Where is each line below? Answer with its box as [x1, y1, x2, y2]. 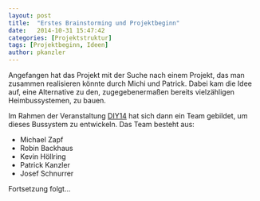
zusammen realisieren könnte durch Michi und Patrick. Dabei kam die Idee [8, 79, 253, 88]
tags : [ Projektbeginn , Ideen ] [8, 41, 109, 49]
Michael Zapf [19, 135, 64, 144]
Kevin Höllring [19, 152, 66, 161]
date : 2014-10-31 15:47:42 [8, 26, 105, 34]
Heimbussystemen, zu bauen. [8, 96, 106, 105]
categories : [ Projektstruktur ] [8, 33, 112, 42]
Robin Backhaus [19, 144, 73, 153]
